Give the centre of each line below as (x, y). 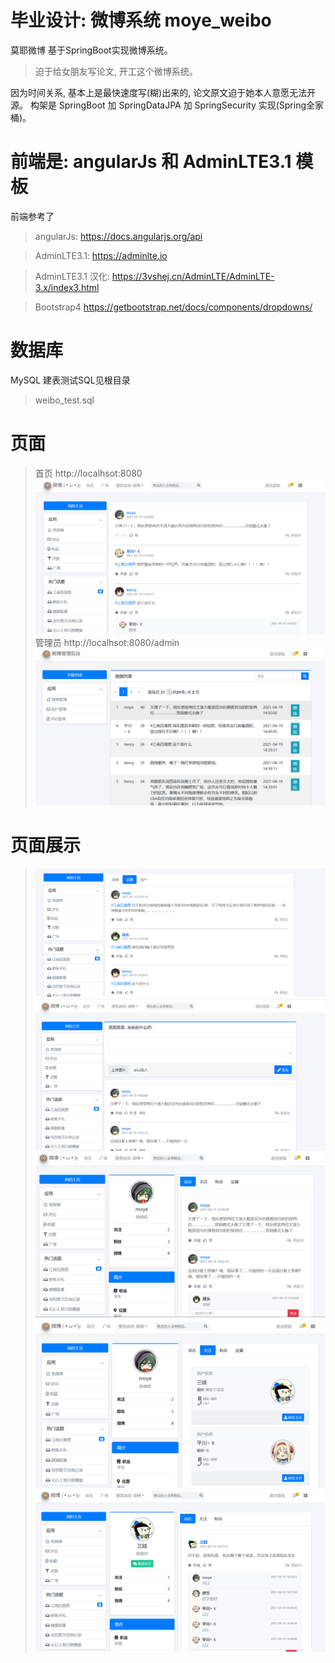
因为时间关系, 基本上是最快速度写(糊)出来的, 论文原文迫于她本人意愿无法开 (163, 92)
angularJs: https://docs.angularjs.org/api (118, 236)
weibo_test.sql (64, 400)
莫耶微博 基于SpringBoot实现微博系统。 (91, 50)
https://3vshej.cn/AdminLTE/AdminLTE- (193, 276)
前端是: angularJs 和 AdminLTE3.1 (151, 162)
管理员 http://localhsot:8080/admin (107, 642)
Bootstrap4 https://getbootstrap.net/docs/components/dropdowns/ (173, 307)
